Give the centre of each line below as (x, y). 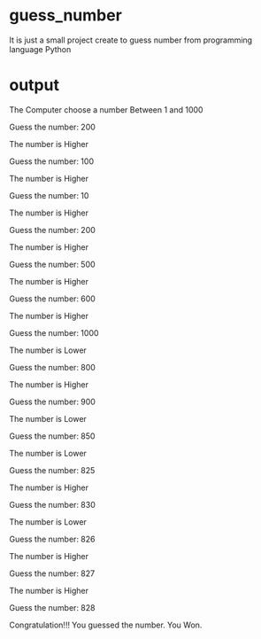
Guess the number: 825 (52, 470)
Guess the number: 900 (52, 401)
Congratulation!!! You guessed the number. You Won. (106, 625)
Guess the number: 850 (52, 436)
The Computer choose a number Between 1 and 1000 (106, 109)
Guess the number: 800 (52, 367)
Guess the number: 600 (52, 299)
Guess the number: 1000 (54, 332)
